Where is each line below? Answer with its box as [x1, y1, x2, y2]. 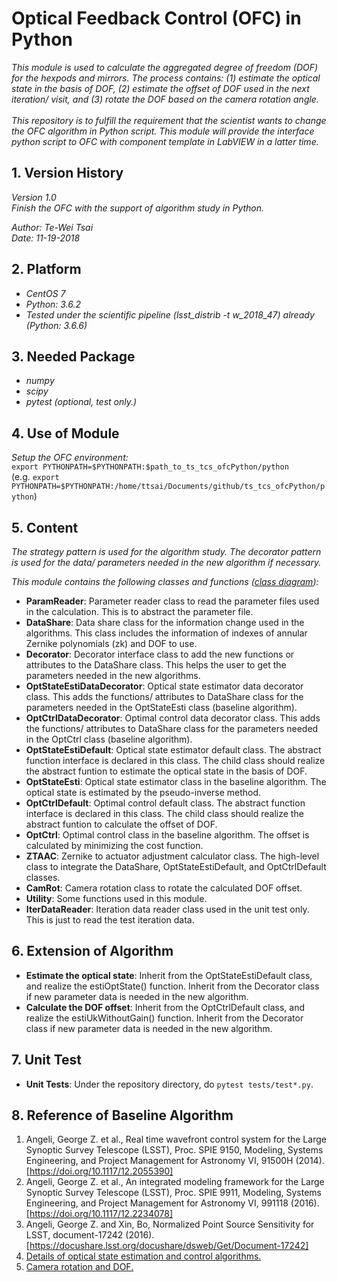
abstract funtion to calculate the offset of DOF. [25, 818, 218, 830]
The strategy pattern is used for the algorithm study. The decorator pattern [11, 546, 322, 557]
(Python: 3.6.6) [25, 319, 88, 331]
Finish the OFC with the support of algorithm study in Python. [11, 202, 265, 214]
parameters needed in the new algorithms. [25, 670, 201, 681]
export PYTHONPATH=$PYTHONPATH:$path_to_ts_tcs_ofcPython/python [11, 462, 289, 472]
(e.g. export [11, 471, 60, 483]
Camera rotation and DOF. [25, 1261, 134, 1273]
